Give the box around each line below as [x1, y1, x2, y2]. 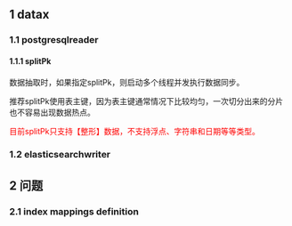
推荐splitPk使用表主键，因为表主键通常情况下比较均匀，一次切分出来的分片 [9, 95, 283, 106]
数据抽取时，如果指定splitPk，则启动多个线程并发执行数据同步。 [9, 77, 245, 87]
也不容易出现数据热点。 [9, 107, 95, 117]
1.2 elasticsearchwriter [9, 149, 111, 161]
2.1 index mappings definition [9, 205, 140, 217]
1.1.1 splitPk [9, 55, 52, 66]
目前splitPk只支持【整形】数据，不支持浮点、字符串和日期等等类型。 [9, 125, 260, 136]
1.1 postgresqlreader [9, 34, 99, 46]
